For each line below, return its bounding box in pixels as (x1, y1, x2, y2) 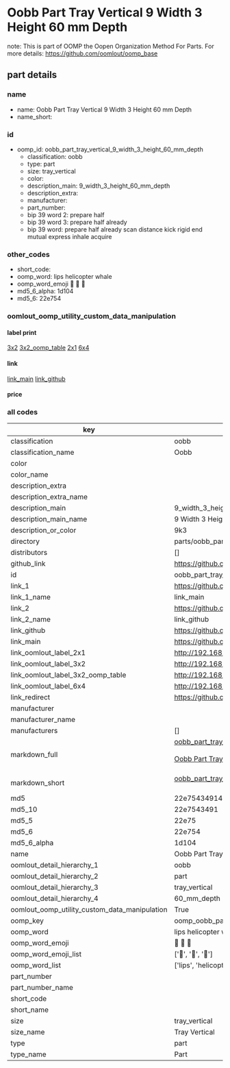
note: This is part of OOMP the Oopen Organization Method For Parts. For (7, 42, 214, 50)
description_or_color (10, 525, 77, 535)
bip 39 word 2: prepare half (27, 210, 105, 219)
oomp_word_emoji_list (10, 949, 82, 959)
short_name (10, 1005, 49, 1015)
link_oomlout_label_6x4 (10, 682, 86, 691)
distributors (10, 548, 48, 558)
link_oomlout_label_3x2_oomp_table (10, 670, 127, 680)
